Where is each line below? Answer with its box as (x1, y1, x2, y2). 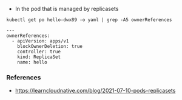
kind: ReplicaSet (17, 54, 61, 60)
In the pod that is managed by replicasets (15, 5, 119, 12)
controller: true (17, 48, 61, 55)
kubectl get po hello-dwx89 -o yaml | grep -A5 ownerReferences (6, 17, 172, 23)
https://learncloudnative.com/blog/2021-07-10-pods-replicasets (15, 87, 176, 95)
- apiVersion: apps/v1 (12, 38, 69, 44)
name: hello (17, 59, 47, 65)
